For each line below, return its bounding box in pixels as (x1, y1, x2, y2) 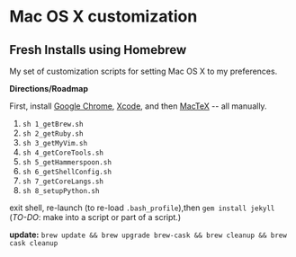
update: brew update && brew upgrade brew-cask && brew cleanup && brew (9, 229, 288, 240)
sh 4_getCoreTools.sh (22, 148, 103, 157)
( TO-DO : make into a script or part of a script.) (9, 212, 182, 222)
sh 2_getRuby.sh (22, 129, 84, 138)
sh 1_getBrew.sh (22, 120, 84, 128)
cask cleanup (9, 239, 58, 248)
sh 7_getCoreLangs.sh (22, 177, 103, 186)
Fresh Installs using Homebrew (9, 42, 187, 58)
